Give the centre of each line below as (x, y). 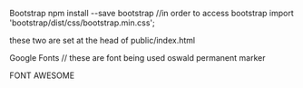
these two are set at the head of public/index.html (103, 40)
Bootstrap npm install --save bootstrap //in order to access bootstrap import (152, 13)
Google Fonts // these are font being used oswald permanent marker (137, 58)
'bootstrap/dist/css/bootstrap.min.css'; (83, 23)
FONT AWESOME (42, 75)
